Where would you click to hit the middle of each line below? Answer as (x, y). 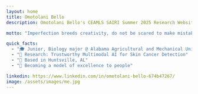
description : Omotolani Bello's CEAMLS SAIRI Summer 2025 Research (91, 22)
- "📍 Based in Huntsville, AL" (50, 60)
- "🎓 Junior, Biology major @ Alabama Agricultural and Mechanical (97, 49)
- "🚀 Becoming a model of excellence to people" (72, 65)
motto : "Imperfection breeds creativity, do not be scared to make (91, 33)
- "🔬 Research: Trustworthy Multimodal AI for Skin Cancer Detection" (100, 55)
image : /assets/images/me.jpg (43, 82)
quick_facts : (22, 44)
